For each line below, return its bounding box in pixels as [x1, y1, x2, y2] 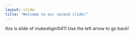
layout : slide [5, 7, 35, 12]
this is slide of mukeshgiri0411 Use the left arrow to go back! [5, 25, 129, 31]
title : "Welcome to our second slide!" [5, 12, 88, 17]
